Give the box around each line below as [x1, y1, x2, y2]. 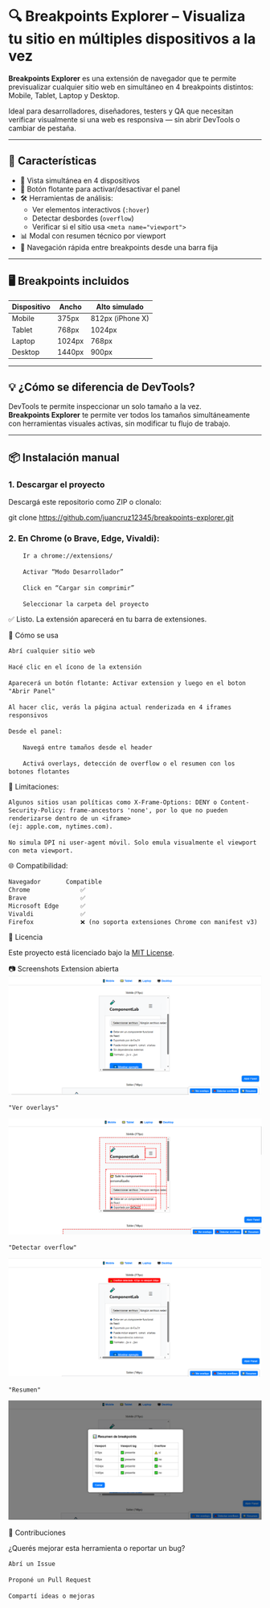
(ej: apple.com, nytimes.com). [8, 823, 113, 831]
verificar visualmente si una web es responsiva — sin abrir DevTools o [8, 114, 240, 124]
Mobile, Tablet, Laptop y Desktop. [8, 90, 121, 100]
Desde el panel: [8, 728, 63, 736]
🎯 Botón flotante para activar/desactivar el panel [19, 183, 181, 194]
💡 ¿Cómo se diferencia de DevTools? [8, 380, 195, 394]
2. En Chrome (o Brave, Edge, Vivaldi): [8, 533, 160, 544]
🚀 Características [8, 155, 97, 168]
